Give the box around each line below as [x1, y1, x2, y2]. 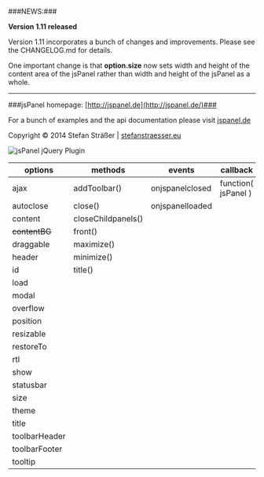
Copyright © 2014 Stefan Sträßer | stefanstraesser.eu [8, 131, 181, 140]
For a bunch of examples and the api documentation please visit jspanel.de [8, 116, 251, 124]
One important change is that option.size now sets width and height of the [8, 61, 250, 70]
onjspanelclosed [150, 183, 212, 194]
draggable [12, 239, 50, 250]
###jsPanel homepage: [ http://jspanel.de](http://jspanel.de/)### [8, 100, 218, 109]
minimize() [73, 252, 113, 262]
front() [73, 226, 98, 237]
